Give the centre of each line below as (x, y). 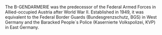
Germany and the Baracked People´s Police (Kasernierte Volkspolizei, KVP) (80, 22)
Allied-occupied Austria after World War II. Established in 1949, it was (74, 12)
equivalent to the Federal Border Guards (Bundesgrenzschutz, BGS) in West (81, 17)
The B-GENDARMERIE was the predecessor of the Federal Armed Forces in (81, 7)
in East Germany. (22, 27)
